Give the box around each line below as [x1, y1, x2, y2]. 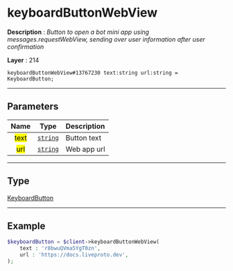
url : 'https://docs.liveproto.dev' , [19, 252, 129, 259]
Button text [65, 133, 102, 143]
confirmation [7, 42, 44, 51]
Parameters [7, 100, 59, 112]
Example [7, 220, 46, 231]
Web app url [65, 144, 105, 154]
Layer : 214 [7, 55, 40, 64]
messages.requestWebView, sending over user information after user [7, 35, 206, 43]
